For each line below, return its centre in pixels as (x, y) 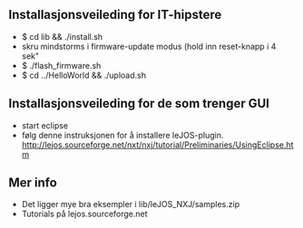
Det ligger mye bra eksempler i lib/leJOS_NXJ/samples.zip (131, 204)
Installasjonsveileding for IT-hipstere (115, 15)
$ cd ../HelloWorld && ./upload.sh (84, 75)
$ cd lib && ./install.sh (62, 36)
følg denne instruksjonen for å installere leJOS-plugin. (122, 135)
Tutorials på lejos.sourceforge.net (84, 214)
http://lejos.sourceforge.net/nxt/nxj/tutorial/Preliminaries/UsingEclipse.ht (157, 145)
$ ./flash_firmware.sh (61, 65)
